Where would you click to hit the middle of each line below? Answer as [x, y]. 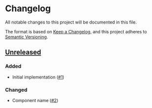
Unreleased [23, 52]
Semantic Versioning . [26, 37]
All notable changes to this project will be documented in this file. [71, 22]
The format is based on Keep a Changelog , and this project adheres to [76, 31]
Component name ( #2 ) [35, 100]
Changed [16, 90]
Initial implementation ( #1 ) [38, 77]
